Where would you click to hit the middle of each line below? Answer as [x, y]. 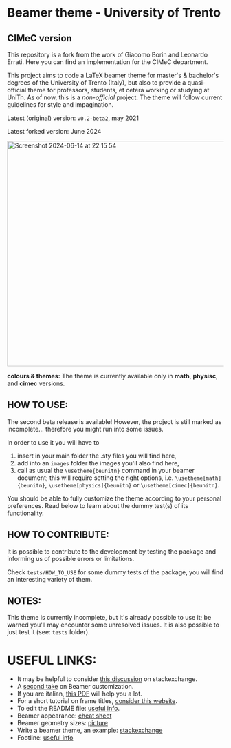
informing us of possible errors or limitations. [71, 558]
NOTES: [24, 601]
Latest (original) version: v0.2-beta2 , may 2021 [73, 118]
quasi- [197, 83]
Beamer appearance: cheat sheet [64, 716]
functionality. [26, 513]
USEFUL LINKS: [52, 660]
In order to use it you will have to [53, 442]
